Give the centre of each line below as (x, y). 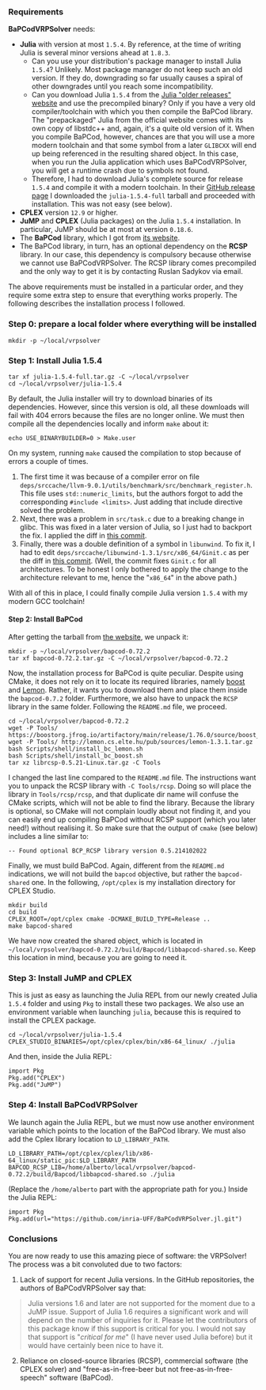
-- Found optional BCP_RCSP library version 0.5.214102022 (108, 851)
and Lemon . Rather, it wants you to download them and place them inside (128, 690)
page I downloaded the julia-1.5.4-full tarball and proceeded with (143, 196)
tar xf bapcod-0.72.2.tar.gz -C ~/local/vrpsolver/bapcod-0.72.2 (118, 659)
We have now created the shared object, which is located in (106, 941)
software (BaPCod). (81, 1377)
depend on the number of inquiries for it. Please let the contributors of (142, 1320)
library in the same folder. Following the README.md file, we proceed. (118, 707)
